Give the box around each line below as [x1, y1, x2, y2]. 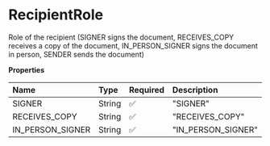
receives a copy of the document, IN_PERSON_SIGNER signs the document [8, 40, 258, 50]
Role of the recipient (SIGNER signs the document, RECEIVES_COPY [8, 32, 235, 42]
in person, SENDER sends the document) [8, 49, 145, 59]
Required [128, 84, 165, 95]
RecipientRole [8, 6, 103, 24]
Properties [8, 65, 45, 74]
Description [172, 84, 218, 95]
